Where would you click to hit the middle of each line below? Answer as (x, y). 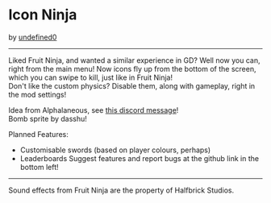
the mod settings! (38, 94)
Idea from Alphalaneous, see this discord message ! (94, 110)
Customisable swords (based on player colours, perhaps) (115, 150)
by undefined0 (33, 37)
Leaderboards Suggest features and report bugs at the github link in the (140, 158)
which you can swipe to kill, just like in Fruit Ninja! (91, 77)
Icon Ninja (43, 15)
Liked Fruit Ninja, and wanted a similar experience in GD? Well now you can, (134, 60)
